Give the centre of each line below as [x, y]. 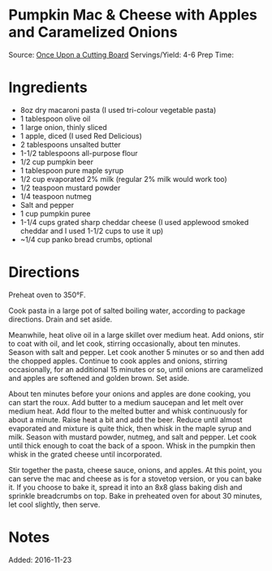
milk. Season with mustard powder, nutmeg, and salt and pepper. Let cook [133, 437]
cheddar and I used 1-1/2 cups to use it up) [92, 231]
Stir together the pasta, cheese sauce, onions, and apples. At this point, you [135, 469]
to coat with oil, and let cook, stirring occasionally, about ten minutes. [125, 344]
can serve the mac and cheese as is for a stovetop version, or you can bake [135, 478]
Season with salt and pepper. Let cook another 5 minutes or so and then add [136, 352]
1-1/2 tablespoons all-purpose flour [79, 153]
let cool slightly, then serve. [54, 504]
